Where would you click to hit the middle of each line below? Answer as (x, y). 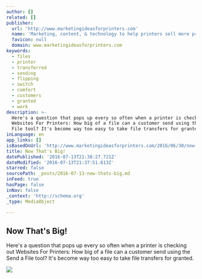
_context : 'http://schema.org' (45, 196)
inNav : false (23, 190)
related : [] (21, 17)
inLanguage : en (25, 135)
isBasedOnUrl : (24, 145)
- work (20, 106)
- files (21, 56)
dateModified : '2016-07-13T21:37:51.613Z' (60, 163)
